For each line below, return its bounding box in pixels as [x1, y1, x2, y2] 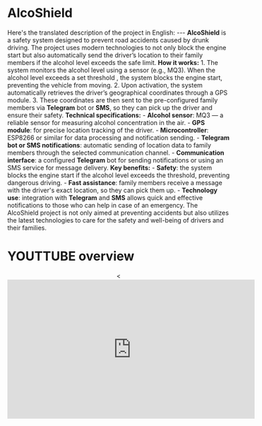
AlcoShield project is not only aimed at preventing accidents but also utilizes [7, 208, 230, 217]
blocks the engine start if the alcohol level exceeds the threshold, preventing [7, 171, 230, 179]
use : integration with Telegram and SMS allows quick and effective [7, 193, 203, 202]
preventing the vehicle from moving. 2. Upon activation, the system [7, 81, 203, 89]
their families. [7, 223, 47, 232]
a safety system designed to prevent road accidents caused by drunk [7, 35, 210, 44]
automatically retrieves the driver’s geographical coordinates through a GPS [7, 88, 228, 97]
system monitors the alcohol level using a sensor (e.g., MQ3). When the [7, 66, 215, 74]
